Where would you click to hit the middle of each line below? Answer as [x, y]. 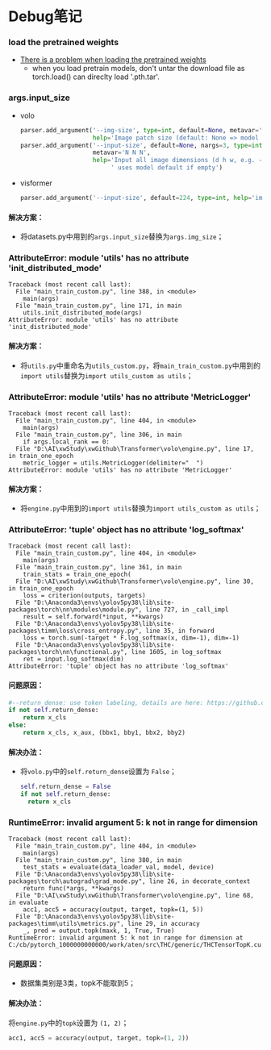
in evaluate [28, 903]
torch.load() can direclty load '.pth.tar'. [96, 77]
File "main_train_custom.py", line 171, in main [99, 306]
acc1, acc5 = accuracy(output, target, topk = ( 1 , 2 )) [99, 1038]
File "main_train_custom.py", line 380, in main [99, 860]
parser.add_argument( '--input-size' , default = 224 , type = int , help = [136, 198]
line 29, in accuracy [164, 924]
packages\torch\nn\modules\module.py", [75, 610]
